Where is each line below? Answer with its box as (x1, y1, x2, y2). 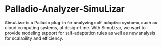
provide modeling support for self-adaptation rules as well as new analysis (5, 30, 156, 36)
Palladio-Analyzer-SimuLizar (5, 3, 125, 15)
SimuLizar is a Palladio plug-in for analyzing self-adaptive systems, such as (5, 20, 158, 25)
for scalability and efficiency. (5, 35, 64, 41)
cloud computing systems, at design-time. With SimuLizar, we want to (5, 24, 146, 30)
